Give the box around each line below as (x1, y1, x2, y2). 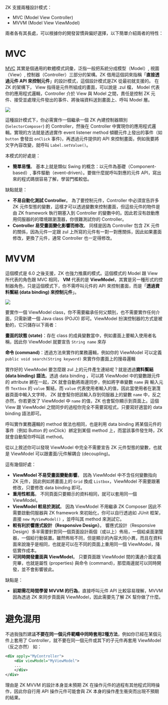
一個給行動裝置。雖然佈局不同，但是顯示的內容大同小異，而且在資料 (21, 535, 162, 541)
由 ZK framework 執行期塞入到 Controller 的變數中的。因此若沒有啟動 (12, 210, 155, 216)
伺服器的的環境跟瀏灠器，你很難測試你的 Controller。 (17, 216, 127, 222)
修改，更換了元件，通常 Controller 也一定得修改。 (12, 235, 115, 241)
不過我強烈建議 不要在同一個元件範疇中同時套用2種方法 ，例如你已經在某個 (5, 631, 157, 637)
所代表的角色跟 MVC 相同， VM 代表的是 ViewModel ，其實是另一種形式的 (5, 276, 159, 283)
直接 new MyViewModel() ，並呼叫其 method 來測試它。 (12, 516, 124, 522)
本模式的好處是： (5, 152, 41, 158)
